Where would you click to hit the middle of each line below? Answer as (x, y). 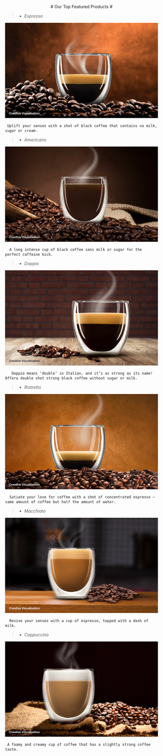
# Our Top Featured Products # (81, 7)
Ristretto (33, 387)
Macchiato (35, 511)
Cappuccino (36, 635)
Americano (35, 140)
